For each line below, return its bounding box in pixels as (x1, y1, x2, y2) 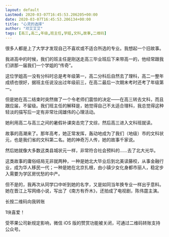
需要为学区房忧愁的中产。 (9, 171, 63, 176)
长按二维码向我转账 (5, 199, 45, 204)
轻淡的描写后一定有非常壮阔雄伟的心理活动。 (5, 109, 98, 115)
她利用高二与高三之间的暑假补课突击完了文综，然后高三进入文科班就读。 (5, 120, 155, 126)
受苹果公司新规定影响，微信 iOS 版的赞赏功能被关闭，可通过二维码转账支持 (5, 220, 160, 226)
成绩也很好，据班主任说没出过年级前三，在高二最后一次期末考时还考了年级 (5, 79, 159, 85)
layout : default (5, 7, 39, 13)
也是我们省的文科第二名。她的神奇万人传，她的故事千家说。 (14, 137, 137, 143)
